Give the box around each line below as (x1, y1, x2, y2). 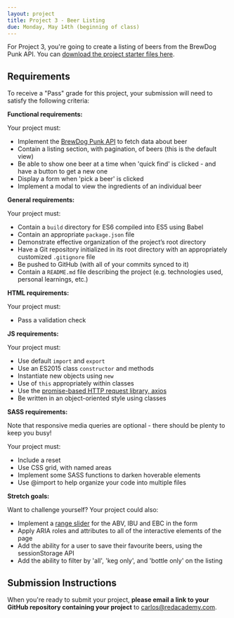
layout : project (7, 10, 55, 18)
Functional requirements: (7, 110, 83, 119)
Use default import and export (17, 357, 105, 365)
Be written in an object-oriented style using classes (17, 394, 167, 402)
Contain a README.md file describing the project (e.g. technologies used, (17, 268, 223, 276)
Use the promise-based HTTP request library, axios (17, 387, 167, 395)
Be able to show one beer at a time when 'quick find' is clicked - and (17, 159, 216, 169)
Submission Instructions (7, 577, 117, 589)
